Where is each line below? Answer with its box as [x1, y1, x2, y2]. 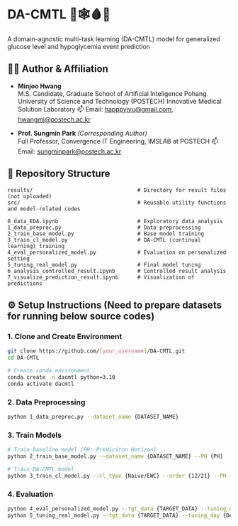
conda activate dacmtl [7, 380, 74, 387]
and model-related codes [7, 205, 81, 213]
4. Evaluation [7, 489, 54, 499]
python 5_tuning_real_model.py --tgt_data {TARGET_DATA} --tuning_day [7, 512, 220, 519]
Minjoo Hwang [17, 82, 62, 90]
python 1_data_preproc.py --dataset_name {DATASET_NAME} [7, 413, 179, 420]
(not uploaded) [7, 193, 52, 200]
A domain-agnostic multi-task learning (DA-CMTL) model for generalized [7, 34, 221, 43]
